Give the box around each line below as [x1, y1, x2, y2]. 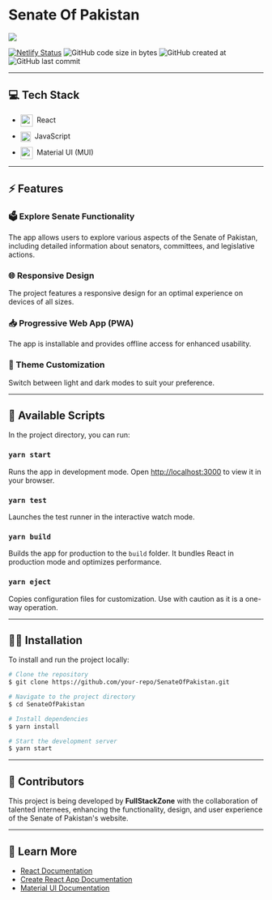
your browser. [8, 476, 55, 485]
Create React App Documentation [19, 874, 133, 884]
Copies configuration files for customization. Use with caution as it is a [8, 594, 244, 604]
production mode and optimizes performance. [8, 557, 162, 567]
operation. [23, 602, 58, 612]
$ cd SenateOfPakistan [8, 700, 85, 708]
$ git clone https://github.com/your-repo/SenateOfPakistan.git [8, 678, 230, 686]
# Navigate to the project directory [8, 693, 136, 702]
